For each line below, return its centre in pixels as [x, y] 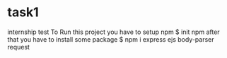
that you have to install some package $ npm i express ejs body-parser [111, 39]
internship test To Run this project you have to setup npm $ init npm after [114, 32]
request [19, 47]
